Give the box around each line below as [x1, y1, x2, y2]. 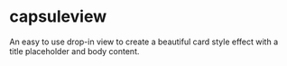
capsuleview [9, 6, 107, 27]
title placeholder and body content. [9, 45, 140, 56]
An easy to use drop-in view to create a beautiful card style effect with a [9, 36, 278, 47]
